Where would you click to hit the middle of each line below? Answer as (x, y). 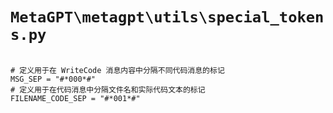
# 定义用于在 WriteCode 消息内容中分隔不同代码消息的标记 (117, 70)
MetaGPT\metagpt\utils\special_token (167, 17)
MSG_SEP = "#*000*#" (53, 79)
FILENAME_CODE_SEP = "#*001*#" (75, 98)
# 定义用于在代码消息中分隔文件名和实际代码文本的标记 (108, 89)
